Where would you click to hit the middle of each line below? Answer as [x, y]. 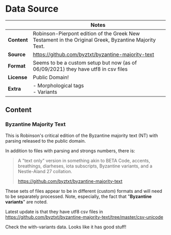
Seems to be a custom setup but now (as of [85, 62]
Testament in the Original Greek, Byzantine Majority [94, 40]
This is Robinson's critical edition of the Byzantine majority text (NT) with [82, 136]
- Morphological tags [58, 85]
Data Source [32, 9]
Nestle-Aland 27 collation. [45, 171]
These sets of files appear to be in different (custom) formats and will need [84, 191]
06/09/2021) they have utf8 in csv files [80, 69]
